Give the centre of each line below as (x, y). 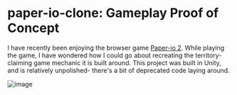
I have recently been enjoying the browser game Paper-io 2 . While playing (116, 47)
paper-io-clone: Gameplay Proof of (113, 13)
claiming (20, 62)
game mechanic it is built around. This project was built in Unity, (128, 62)
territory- (209, 55)
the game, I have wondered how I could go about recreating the (101, 55)
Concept (33, 28)
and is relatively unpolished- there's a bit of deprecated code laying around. (118, 70)
